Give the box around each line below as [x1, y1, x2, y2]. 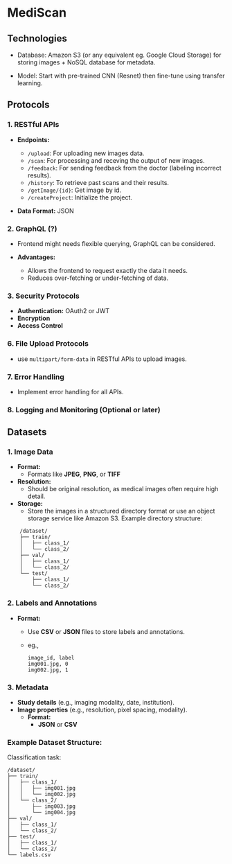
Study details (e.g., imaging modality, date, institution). [17, 698, 175, 707]
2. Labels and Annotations [7, 598, 98, 608]
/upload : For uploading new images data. [27, 149, 145, 157]
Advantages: [17, 253, 56, 261]
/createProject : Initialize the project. [27, 193, 133, 202]
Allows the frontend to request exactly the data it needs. [27, 266, 188, 274]
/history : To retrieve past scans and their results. [27, 178, 170, 186]
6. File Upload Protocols [7, 339, 89, 349]
